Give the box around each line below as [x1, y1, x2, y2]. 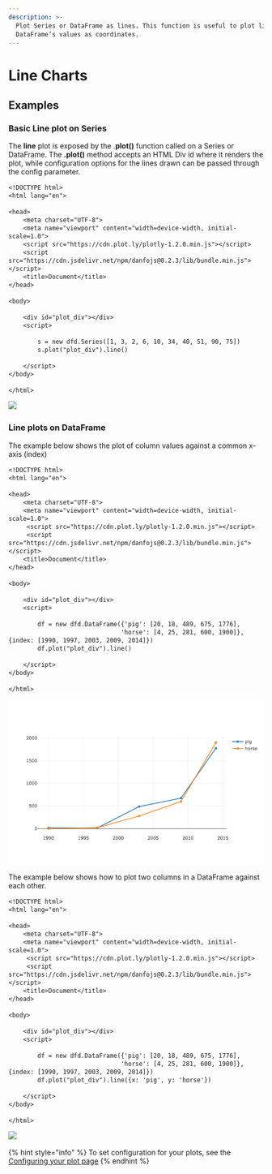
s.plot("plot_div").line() [37, 346, 129, 355]
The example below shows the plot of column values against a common [8, 441, 248, 450]
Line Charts [8, 66, 88, 84]
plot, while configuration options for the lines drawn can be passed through [8, 158, 260, 168]
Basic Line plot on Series [8, 123, 108, 134]
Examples [8, 98, 59, 112]
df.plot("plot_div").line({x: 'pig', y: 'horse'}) [37, 1076, 212, 1084]
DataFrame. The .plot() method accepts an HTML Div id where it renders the [8, 150, 264, 160]
